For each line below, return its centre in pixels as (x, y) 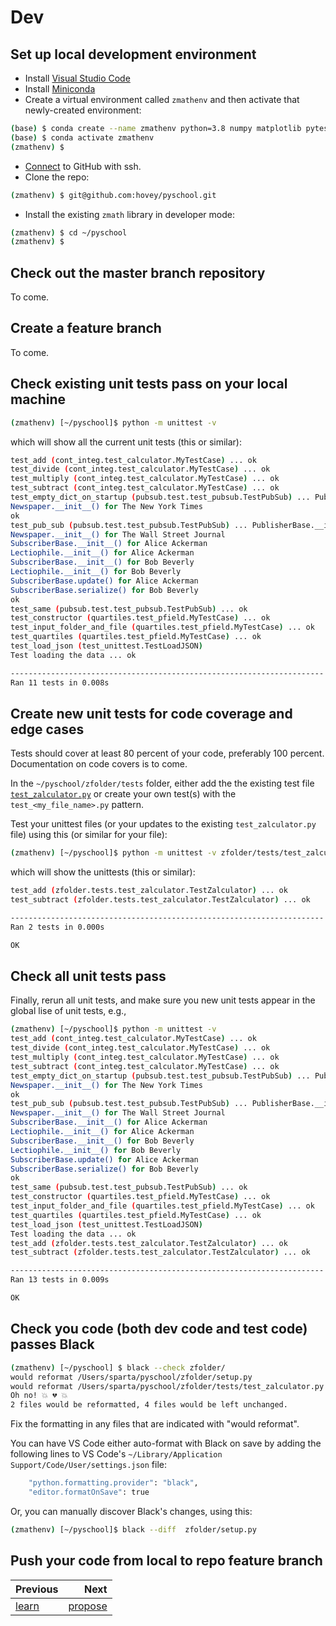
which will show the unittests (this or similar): (103, 872)
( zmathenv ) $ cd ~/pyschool (69, 232)
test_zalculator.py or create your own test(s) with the (123, 794)
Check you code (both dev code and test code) (159, 1329)
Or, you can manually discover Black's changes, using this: (131, 1511)
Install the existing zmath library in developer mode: (129, 214)
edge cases (47, 729)
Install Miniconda (60, 89)
